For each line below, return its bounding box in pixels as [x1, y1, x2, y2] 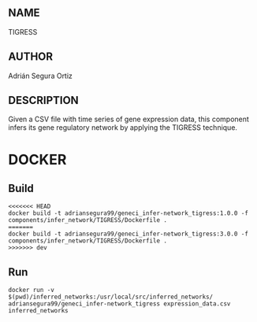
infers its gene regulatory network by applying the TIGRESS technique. [8, 123, 238, 132]
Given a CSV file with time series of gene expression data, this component [8, 114, 250, 124]
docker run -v [8, 287, 55, 294]
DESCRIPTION [8, 94, 79, 107]
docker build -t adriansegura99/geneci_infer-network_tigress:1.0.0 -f [8, 209, 248, 217]
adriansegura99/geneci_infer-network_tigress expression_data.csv [8, 300, 231, 308]
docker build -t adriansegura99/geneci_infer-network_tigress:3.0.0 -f [8, 230, 248, 239]
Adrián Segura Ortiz [8, 71, 73, 80]
